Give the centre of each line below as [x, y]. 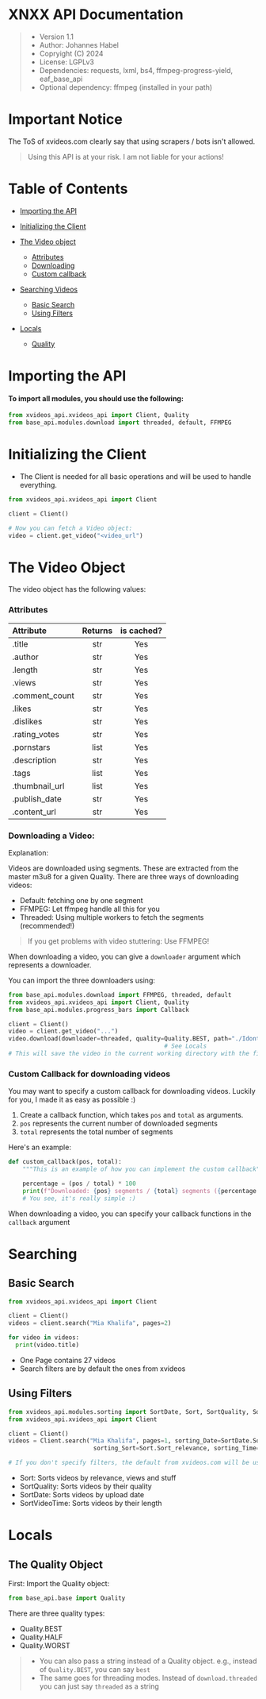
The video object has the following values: [77, 589]
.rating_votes [36, 734]
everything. [38, 485]
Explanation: [28, 852]
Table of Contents [68, 189]
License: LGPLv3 [67, 62]
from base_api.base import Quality [67, 1598]
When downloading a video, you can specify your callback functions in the [130, 1214]
